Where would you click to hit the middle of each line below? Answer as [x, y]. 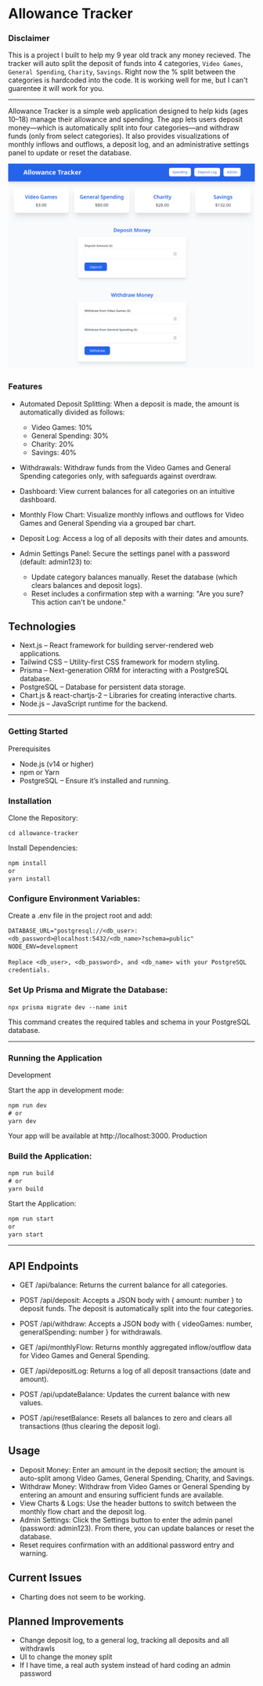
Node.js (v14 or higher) [56, 764]
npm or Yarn [40, 772]
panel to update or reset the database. [70, 153]
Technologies [42, 627]
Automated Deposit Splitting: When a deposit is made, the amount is [130, 403]
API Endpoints [43, 1266]
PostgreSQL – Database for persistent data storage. [103, 687]
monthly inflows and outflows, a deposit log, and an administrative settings [129, 144]
